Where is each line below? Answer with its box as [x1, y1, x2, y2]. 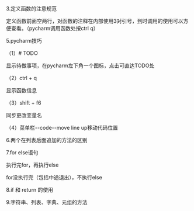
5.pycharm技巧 [6, 37, 42, 44]
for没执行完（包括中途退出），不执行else [6, 174, 102, 181]
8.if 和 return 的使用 [6, 186, 54, 193]
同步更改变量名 [6, 112, 42, 119]
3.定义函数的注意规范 [6, 5, 57, 12]
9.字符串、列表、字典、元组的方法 [6, 199, 88, 206]
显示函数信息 [6, 87, 37, 94]
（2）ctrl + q [6, 75, 37, 81]
